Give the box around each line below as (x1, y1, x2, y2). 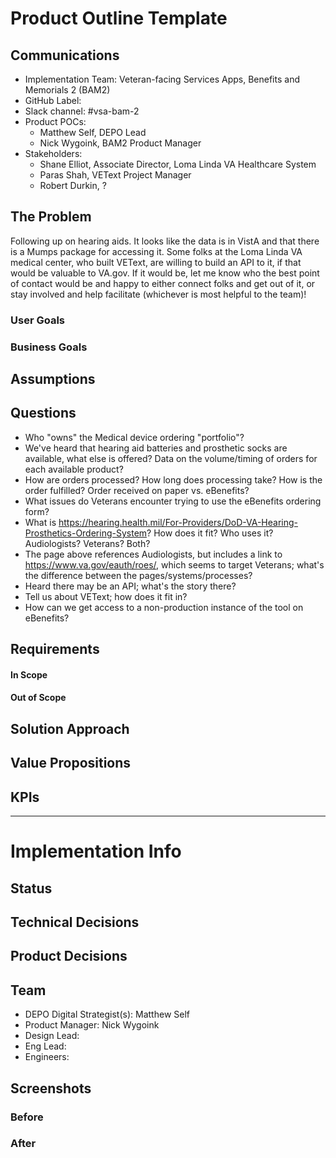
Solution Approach (10, 720, 130, 737)
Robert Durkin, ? (39, 180, 107, 191)
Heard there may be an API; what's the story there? (24, 580, 237, 592)
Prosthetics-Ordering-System (24, 527, 148, 539)
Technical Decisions (10, 914, 140, 931)
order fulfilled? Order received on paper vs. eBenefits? (24, 484, 250, 496)
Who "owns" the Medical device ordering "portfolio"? (24, 431, 245, 443)
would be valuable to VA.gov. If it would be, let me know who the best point (10, 267, 320, 279)
